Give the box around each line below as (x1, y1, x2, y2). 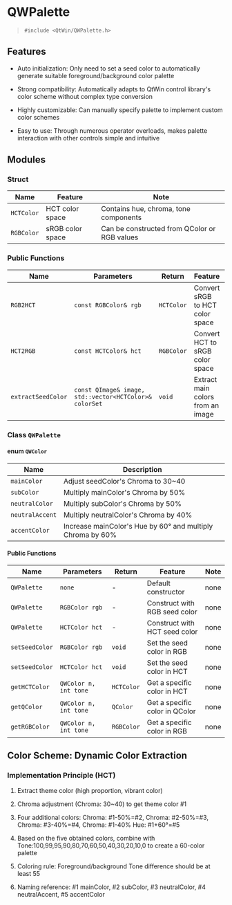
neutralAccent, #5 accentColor (17, 890, 105, 898)
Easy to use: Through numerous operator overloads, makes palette (17, 126, 208, 135)
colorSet (73, 399, 103, 408)
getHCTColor (10, 683, 50, 691)
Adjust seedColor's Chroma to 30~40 (63, 476, 186, 486)
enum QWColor (7, 447, 47, 455)
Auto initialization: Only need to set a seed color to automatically (17, 64, 200, 73)
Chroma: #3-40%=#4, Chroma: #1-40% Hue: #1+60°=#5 (17, 821, 180, 829)
